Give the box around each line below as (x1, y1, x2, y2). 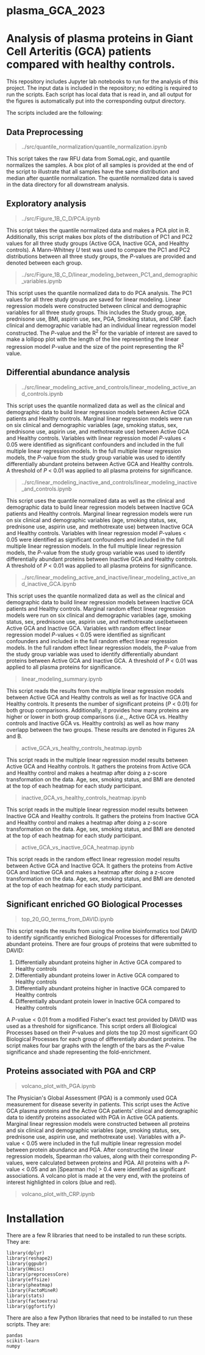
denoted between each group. (6, 259, 83, 266)
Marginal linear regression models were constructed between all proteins (6, 1120, 190, 1127)
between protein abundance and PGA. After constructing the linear (6, 1146, 174, 1153)
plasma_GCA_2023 (6, 4, 106, 18)
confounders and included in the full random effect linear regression (6, 637, 178, 645)
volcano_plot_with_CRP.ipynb (21, 1190, 95, 1197)
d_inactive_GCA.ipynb (21, 580, 76, 587)
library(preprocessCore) (6, 1271, 70, 1277)
